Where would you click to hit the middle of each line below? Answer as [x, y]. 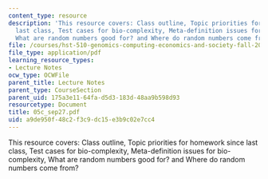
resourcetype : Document [48, 105]
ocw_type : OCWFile [39, 75]
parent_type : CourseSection [55, 90]
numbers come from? [43, 168]
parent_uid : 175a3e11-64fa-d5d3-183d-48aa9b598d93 [94, 97]
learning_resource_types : [51, 61]
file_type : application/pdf [55, 53]
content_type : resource [48, 16]
